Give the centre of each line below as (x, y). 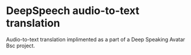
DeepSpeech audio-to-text (73, 11)
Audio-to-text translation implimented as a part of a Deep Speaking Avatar (96, 39)
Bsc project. (21, 46)
